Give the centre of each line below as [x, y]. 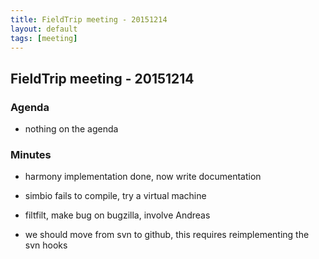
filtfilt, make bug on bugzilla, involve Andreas [117, 215]
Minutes [31, 154]
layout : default [44, 29]
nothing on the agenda [71, 129]
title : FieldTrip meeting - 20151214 [89, 19]
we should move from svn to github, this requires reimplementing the [167, 235]
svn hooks [46, 245]
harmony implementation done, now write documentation [143, 177]
